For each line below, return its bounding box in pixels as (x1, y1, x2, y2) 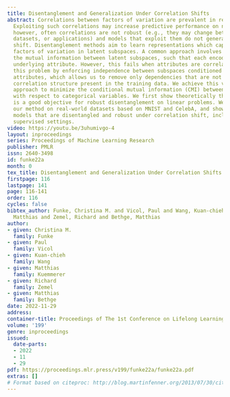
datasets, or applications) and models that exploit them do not (13, 36, 204, 42)
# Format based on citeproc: (7, 379, 90, 386)
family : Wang (13, 258, 51, 265)
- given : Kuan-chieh (7, 252, 66, 259)
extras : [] (7, 372, 38, 380)
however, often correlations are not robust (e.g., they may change (13, 29, 213, 36)
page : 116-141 (7, 188, 48, 195)
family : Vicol (13, 246, 53, 253)
